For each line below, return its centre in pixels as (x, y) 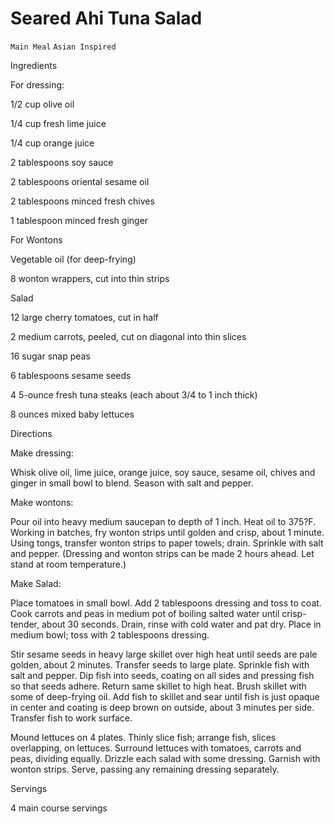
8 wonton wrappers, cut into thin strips (90, 278)
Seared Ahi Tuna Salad (106, 18)
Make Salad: (36, 583)
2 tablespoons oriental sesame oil (80, 181)
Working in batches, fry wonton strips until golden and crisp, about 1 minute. (167, 532)
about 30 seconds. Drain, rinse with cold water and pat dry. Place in (181, 624)
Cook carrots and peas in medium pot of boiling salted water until (145, 613)
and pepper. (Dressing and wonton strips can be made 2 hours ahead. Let (162, 553)
